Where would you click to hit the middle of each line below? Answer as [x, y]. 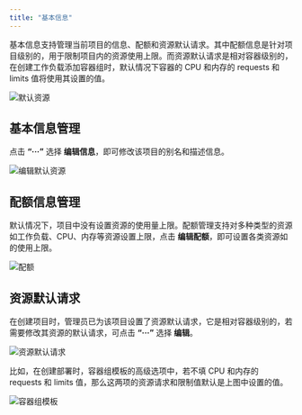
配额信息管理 [45, 202]
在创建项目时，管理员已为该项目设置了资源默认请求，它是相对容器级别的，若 [151, 321]
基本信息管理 [45, 128]
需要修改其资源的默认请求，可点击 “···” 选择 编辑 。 [103, 333]
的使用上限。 [33, 248]
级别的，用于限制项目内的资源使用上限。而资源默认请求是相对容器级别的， [155, 56]
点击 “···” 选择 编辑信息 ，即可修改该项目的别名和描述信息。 [119, 152]
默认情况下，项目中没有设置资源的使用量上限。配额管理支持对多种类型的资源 [151, 225]
